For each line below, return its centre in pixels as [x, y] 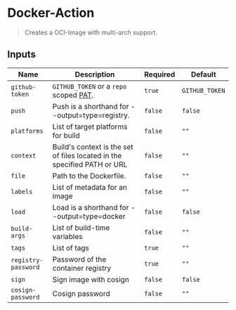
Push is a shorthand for [91, 106]
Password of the [79, 259]
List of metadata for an [90, 187]
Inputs [22, 54]
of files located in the [87, 155]
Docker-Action [51, 13]
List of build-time [81, 228]
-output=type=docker [89, 216]
